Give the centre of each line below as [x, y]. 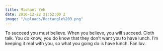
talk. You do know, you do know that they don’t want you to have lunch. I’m [81, 38]
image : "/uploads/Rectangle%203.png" [44, 19]
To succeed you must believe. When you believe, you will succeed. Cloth [80, 33]
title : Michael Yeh [25, 10]
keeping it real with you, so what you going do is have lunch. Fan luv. [76, 44]
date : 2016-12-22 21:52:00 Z [35, 14]
